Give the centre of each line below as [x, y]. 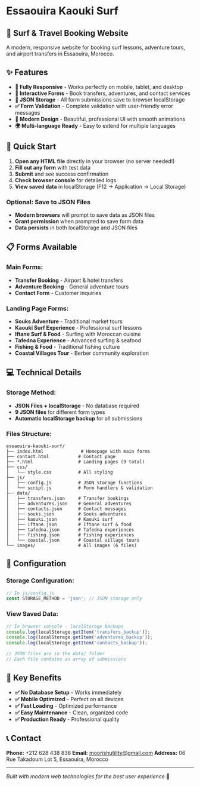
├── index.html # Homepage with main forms [78, 451]
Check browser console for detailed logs [65, 180]
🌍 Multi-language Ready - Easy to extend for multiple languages [95, 125]
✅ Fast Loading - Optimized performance [66, 705]
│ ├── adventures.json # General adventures [69, 503]
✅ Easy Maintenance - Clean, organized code [71, 713]
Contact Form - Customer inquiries [58, 293]
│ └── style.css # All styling [60, 472]
